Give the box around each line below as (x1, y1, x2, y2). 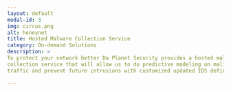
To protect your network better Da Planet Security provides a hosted (7, 55, 214, 62)
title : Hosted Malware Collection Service (7, 36, 131, 42)
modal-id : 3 (7, 16, 41, 23)
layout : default (7, 10, 54, 17)
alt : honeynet (7, 29, 48, 36)
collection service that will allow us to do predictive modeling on (7, 61, 211, 68)
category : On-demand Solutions (7, 42, 97, 49)
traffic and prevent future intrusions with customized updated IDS (7, 67, 208, 74)
